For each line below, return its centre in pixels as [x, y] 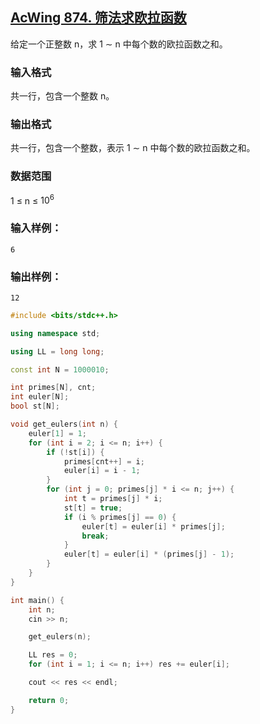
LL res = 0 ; [53, 655]
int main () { [37, 600]
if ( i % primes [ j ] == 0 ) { [120, 517]
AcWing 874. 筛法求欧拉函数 [98, 18]
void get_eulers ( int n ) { [64, 424]
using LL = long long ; [57, 351]
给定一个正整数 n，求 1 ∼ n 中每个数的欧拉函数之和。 [119, 44]
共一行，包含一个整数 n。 [62, 96]
